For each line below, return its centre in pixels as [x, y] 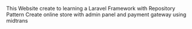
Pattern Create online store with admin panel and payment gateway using [96, 14]
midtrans [17, 21]
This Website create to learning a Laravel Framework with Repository [91, 8]
